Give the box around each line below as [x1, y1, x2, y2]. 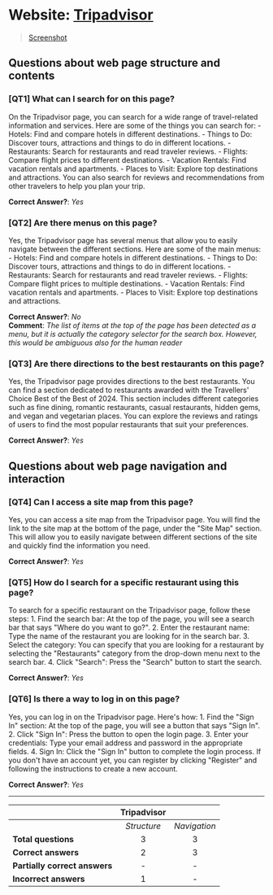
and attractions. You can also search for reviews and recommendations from [8, 172, 265, 182]
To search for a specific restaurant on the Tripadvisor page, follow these [8, 605, 250, 615]
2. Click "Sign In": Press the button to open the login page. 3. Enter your [8, 729, 249, 739]
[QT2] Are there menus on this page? [8, 217, 158, 229]
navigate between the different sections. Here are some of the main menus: [8, 244, 262, 254]
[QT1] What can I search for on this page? [8, 94, 175, 105]
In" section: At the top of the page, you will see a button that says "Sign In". [8, 720, 260, 730]
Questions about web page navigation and [8, 459, 227, 473]
